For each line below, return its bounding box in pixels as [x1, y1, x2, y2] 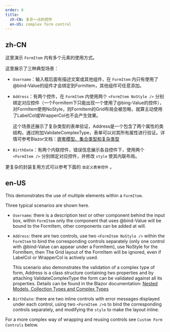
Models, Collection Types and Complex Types [12, 286, 109, 292]
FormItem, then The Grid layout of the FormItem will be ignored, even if [12, 249, 161, 255]
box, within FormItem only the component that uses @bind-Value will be [12, 217, 161, 224]
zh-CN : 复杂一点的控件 [10, 17, 52, 22]
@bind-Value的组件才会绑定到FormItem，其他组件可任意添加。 [12, 82, 145, 89]
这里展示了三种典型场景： [5, 66, 59, 72]
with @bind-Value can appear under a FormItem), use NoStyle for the [12, 244, 158, 250]
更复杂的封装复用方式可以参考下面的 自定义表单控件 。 [5, 164, 115, 170]
